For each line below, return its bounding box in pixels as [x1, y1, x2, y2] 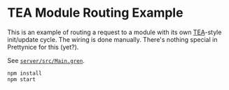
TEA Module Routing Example [7, 5, 183, 21]
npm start [7, 75, 36, 83]
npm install [7, 70, 42, 77]
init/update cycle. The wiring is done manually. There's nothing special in [7, 35, 218, 43]
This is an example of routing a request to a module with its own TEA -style [7, 28, 222, 36]
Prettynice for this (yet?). [7, 43, 79, 51]
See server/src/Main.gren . [7, 56, 85, 64]
